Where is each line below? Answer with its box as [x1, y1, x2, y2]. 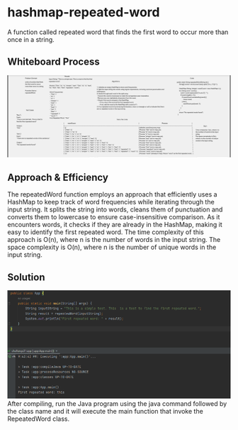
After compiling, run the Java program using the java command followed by [7, 399, 227, 408]
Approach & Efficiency [7, 171, 108, 183]
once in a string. [7, 35, 55, 43]
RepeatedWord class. [7, 414, 69, 423]
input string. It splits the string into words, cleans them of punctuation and [7, 205, 223, 214]
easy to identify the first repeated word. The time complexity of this [7, 228, 204, 236]
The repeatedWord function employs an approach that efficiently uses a [7, 190, 217, 199]
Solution [7, 271, 45, 283]
